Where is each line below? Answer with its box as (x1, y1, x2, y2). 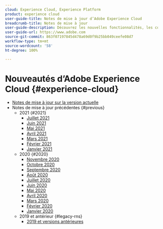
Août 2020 (26, 172, 48, 178)
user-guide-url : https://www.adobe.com (5, 30, 86, 35)
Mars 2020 (26, 198, 49, 204)
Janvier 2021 (26, 146, 52, 152)
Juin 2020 (26, 182, 47, 188)
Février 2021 (26, 141, 52, 147)
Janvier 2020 (26, 208, 53, 214)
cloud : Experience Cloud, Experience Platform (5, 7, 101, 12)
